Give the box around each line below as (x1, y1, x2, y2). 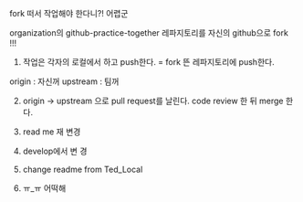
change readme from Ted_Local (22, 164, 143, 175)
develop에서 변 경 (22, 145, 88, 156)
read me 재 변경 (22, 126, 81, 137)
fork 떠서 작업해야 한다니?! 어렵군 (9, 8, 129, 18)
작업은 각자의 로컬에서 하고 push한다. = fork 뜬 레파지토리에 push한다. (22, 57, 276, 67)
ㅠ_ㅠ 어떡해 (22, 183, 67, 194)
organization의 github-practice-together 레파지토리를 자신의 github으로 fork (9, 27, 289, 38)
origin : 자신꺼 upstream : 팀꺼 (9, 76, 120, 87)
